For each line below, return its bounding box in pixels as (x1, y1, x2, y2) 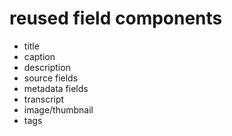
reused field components (9, 7, 223, 30)
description (23, 61, 71, 73)
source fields (23, 72, 79, 84)
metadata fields (23, 82, 89, 94)
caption (23, 50, 56, 62)
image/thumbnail (23, 103, 94, 116)
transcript (23, 93, 65, 105)
